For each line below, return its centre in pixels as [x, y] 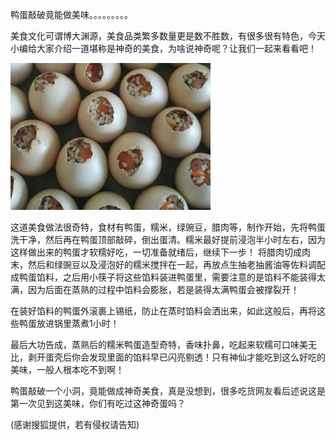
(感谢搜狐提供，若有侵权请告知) [75, 424]
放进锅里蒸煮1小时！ [78, 323]
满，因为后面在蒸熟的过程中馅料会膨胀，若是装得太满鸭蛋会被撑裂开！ [155, 289]
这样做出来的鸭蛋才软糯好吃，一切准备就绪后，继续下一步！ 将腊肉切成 [156, 252]
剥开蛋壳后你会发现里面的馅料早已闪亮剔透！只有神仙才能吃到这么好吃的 [176, 357]
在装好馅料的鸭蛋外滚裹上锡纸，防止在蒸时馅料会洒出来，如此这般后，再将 [163, 311]
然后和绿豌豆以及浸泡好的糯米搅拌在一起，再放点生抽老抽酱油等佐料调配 [176, 264]
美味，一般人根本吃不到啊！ [67, 369]
